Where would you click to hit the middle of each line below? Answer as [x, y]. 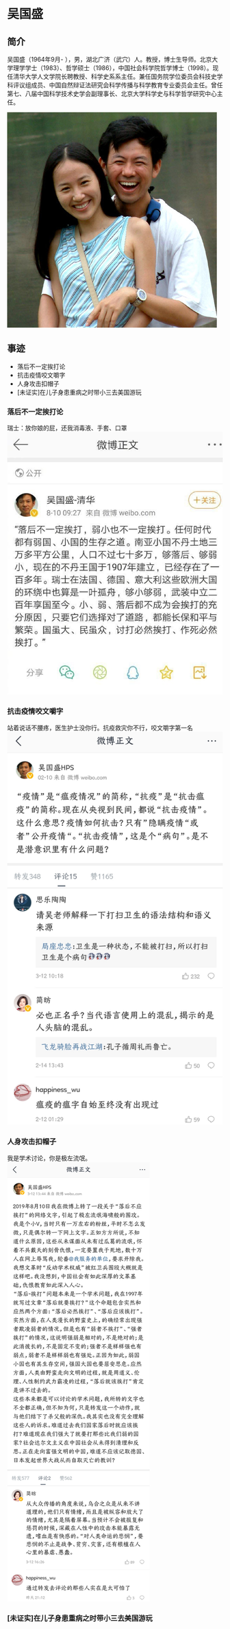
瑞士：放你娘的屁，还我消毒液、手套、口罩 [67, 428]
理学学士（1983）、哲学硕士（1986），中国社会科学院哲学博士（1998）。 [113, 68]
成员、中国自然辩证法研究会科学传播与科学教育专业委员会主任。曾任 [127, 85]
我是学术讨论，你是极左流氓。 [49, 1158]
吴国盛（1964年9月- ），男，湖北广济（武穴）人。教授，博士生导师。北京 [110, 59]
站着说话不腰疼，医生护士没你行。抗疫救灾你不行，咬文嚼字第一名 [100, 728]
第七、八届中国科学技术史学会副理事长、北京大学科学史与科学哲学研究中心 [112, 94]
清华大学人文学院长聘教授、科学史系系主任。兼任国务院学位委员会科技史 [115, 77]
